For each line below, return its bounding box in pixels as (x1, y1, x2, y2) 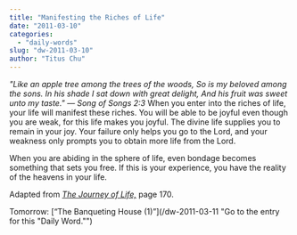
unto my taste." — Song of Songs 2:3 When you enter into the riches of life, (9, 98, 287, 108)
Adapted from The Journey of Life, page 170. (9, 189, 174, 199)
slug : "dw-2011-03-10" (9, 46, 94, 55)
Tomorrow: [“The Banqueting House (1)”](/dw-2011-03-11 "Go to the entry (9, 207, 280, 216)
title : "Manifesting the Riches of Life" (9, 12, 166, 22)
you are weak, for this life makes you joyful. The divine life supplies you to (9, 117, 281, 127)
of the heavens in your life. (9, 172, 107, 182)
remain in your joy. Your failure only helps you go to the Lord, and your (9, 126, 268, 136)
